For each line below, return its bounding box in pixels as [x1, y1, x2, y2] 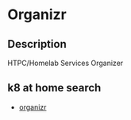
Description [7, 37, 67, 51]
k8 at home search [7, 81, 102, 95]
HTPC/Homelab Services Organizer [7, 58, 124, 68]
